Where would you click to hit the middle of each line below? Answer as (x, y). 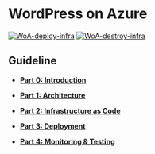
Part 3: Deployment (52, 126)
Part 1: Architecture (52, 95)
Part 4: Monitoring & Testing (67, 141)
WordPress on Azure (78, 14)
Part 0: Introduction (53, 79)
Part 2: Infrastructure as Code (70, 110)
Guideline (33, 61)
